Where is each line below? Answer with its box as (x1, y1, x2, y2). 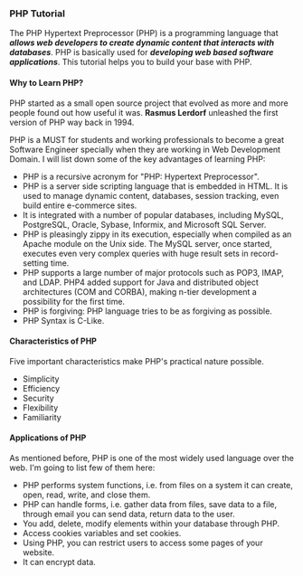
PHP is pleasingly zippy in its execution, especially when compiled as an (22, 229, 292, 240)
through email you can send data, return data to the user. (22, 508, 235, 519)
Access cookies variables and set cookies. (22, 527, 182, 538)
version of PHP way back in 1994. (9, 117, 135, 127)
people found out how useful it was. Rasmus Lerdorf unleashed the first (9, 107, 279, 118)
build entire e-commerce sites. (22, 200, 137, 211)
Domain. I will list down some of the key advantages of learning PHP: (9, 153, 266, 165)
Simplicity (22, 373, 60, 384)
